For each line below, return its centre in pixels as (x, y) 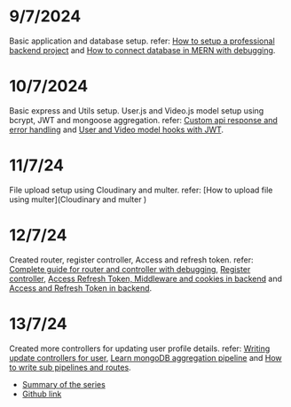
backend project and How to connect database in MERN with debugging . (142, 50)
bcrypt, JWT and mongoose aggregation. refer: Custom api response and (143, 120)
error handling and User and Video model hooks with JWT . (117, 129)
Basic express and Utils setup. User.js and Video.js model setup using (137, 110)
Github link (42, 394)
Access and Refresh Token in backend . (81, 288)
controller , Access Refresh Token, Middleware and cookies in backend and (145, 278)
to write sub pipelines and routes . (70, 367)
